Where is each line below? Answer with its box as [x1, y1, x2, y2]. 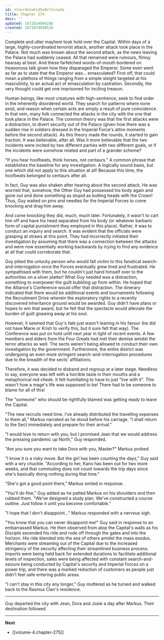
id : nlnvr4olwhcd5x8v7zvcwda [5, 7, 64, 12]
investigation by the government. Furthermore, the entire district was [5, 347, 143, 352]
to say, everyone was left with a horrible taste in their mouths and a [5, 372, 140, 377]
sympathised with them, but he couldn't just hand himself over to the [5, 269, 143, 275]
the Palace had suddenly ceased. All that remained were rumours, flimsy [5, 54, 151, 60]
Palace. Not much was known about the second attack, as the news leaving [5, 50, 157, 55]
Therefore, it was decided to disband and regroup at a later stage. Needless [5, 366, 158, 372]
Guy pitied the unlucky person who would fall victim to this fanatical [5, 259, 142, 265]
